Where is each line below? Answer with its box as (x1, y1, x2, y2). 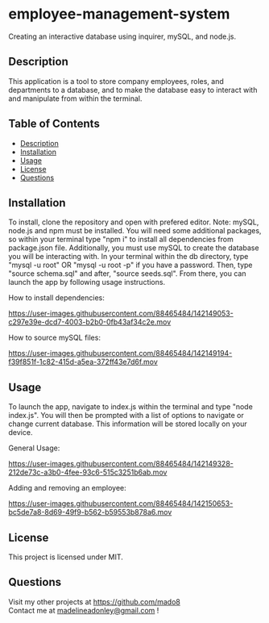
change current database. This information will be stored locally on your (8, 419, 247, 429)
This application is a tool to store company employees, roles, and (8, 76, 224, 86)
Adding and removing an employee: (8, 483, 126, 493)
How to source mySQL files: (8, 332, 101, 343)
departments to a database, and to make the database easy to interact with (8, 85, 258, 94)
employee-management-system (8, 5, 230, 23)
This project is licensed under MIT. (8, 552, 123, 562)
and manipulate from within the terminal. (8, 94, 143, 103)
